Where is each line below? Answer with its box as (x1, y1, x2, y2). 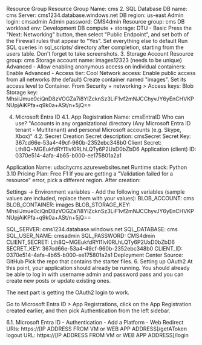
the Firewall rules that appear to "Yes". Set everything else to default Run (6, 38, 188, 44)
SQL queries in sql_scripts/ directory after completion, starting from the (6, 44, 184, 51)
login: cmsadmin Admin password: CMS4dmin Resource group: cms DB (6, 18, 185, 25)
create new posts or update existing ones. (6, 277, 111, 284)
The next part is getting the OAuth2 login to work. (6, 289, 130, 296)
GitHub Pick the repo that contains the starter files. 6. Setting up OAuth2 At (6, 258, 193, 265)
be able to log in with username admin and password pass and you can (6, 271, 184, 278)
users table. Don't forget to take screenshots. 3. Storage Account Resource (6, 50, 194, 57)
